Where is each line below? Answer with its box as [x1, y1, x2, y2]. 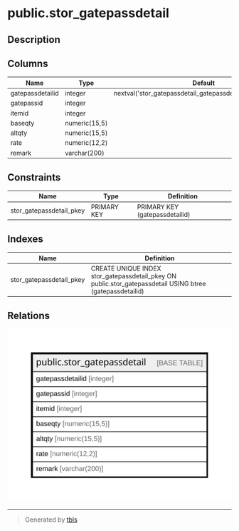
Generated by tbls [24, 515, 78, 524]
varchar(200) [65, 148, 105, 157]
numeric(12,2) [65, 138, 108, 147]
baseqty [10, 118, 35, 127]
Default [192, 79, 216, 87]
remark [10, 148, 32, 157]
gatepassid [10, 98, 43, 108]
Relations [7, 309, 51, 322]
